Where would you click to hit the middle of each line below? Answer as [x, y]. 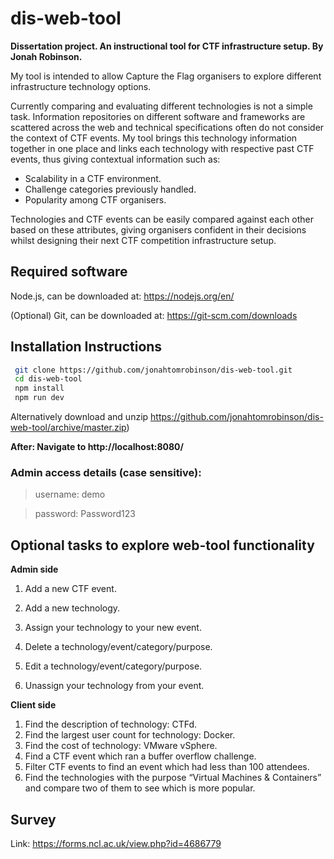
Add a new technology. [72, 608]
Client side [33, 705]
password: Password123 [85, 514]
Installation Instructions [86, 347]
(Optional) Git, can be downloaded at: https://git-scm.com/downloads [154, 315]
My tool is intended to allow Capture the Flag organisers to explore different [166, 76]
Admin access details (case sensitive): [106, 472]
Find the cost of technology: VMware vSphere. [121, 746]
